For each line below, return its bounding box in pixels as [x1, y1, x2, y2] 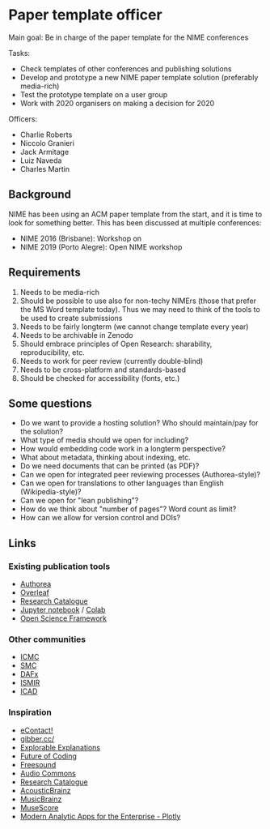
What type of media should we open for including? [19, 435, 188, 445]
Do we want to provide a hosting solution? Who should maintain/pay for [19, 418, 259, 428]
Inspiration [8, 707, 53, 718]
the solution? [19, 427, 64, 437]
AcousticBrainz [19, 785, 71, 795]
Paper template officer [8, 6, 163, 24]
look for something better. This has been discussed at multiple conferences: [8, 217, 262, 228]
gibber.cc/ [19, 733, 55, 743]
